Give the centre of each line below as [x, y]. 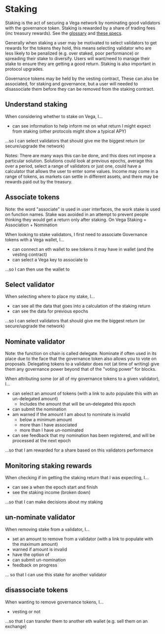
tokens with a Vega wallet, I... [35, 240]
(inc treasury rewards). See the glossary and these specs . [64, 33]
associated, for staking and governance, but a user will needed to [72, 84]
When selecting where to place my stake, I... [50, 296]
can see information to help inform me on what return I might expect [82, 126]
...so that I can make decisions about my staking [54, 502]
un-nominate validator [40, 517]
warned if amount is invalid [40, 549]
